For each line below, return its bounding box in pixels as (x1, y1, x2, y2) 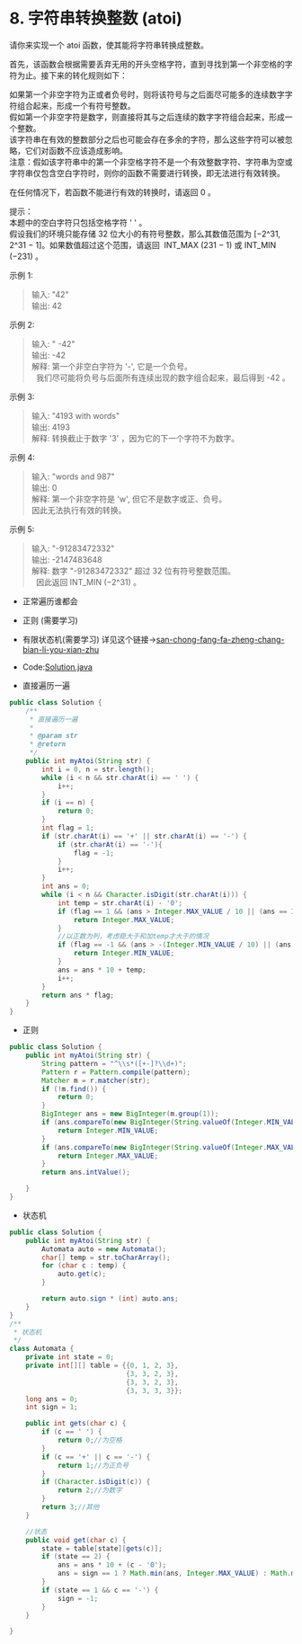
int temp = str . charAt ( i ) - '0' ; (57, 898, 182, 908)
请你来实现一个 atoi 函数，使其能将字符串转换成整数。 (9, 40, 209, 50)
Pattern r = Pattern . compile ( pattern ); (41, 1067, 191, 1077)
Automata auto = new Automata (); (41, 1244, 167, 1254)
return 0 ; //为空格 (57, 1435, 123, 1445)
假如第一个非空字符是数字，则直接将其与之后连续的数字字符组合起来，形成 (9, 111, 285, 122)
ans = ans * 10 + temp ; (57, 965, 147, 974)
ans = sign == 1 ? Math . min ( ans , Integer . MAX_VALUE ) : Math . (57, 1569, 292, 1578)
